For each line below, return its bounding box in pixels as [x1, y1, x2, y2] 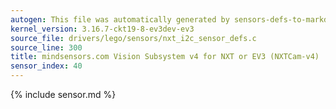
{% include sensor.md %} [10, 89, 117, 100]
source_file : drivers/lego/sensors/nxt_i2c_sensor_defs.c [10, 33, 257, 43]
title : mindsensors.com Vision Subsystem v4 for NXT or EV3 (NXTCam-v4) [10, 52, 320, 62]
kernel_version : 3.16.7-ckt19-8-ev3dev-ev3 [10, 24, 195, 34]
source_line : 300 [10, 42, 83, 53]
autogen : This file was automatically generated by [10, 14, 230, 25]
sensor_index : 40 [10, 61, 83, 71]
